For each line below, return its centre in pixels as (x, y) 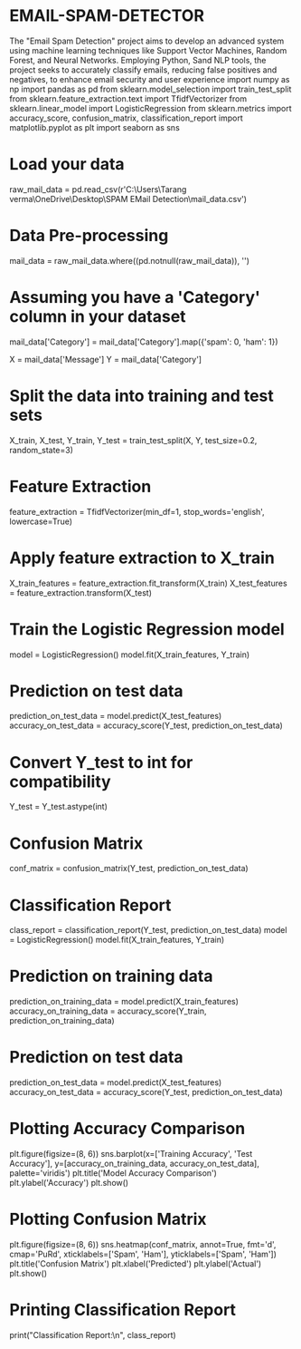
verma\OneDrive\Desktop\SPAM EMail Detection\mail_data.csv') (128, 199)
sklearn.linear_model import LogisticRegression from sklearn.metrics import (150, 108)
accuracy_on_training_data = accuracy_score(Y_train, (108, 1011)
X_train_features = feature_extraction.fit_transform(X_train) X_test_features (148, 583)
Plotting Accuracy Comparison (127, 1129)
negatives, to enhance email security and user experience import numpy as (150, 79)
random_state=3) (42, 450)
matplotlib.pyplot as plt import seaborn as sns (95, 127)
